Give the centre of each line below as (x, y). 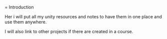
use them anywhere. (26, 22)
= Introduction (19, 7)
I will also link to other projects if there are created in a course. (69, 31)
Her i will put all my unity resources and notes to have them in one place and (83, 17)
